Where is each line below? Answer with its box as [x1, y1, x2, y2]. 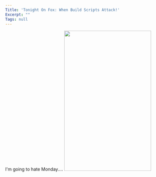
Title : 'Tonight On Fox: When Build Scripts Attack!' [5, 7, 120, 13]
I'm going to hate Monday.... [5, 166, 63, 172]
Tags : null [5, 17, 28, 22]
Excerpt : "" [5, 12, 30, 17]
